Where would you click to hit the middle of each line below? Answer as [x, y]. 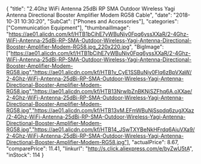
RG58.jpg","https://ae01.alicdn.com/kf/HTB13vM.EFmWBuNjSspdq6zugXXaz [100, 110]
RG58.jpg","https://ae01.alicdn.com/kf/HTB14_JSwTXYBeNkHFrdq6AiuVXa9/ [100, 129]
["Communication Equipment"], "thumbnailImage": [68, 28]
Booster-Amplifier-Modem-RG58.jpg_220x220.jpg [68, 47]
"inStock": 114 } [25, 155]
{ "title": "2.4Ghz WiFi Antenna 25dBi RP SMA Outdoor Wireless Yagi [91, 9]
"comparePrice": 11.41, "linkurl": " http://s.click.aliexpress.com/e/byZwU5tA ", [100, 148]
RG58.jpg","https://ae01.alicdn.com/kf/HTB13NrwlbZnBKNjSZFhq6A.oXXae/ [99, 91]
